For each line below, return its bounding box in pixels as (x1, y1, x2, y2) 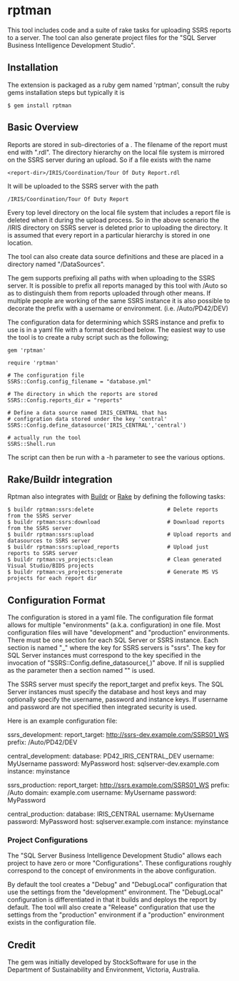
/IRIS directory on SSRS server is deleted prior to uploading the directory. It (7, 223, 228, 232)
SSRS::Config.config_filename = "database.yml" (7, 377, 152, 385)
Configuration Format (7, 594, 106, 606)
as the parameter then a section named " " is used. (7, 666, 156, 675)
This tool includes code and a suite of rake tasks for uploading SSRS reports (7, 26, 232, 34)
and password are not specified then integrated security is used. (7, 703, 198, 711)
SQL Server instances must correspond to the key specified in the (7, 651, 201, 660)
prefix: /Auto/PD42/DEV (7, 738, 78, 747)
